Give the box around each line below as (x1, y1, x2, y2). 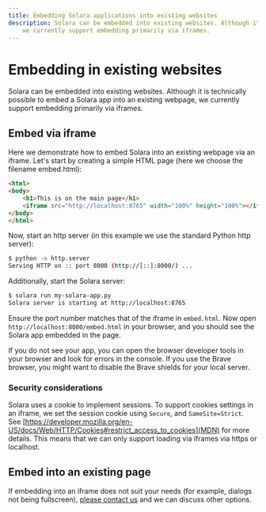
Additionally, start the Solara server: (8, 277, 125, 286)
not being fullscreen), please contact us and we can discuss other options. (8, 495, 252, 504)
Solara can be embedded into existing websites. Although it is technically (8, 86, 247, 96)
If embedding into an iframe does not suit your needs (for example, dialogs (8, 486, 252, 495)
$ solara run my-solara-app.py (8, 292, 112, 300)
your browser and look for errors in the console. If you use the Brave (8, 353, 232, 363)
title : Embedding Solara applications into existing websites (8, 11, 218, 20)
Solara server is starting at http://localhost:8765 (8, 299, 186, 307)
